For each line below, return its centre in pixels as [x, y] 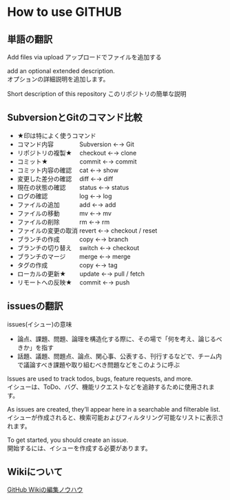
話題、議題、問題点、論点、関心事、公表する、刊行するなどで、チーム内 [119, 356]
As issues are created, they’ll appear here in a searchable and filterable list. [114, 409]
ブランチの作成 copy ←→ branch [73, 239]
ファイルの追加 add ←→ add [66, 204]
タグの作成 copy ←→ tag [67, 265]
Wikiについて [35, 472]
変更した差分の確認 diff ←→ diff [65, 179]
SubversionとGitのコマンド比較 [75, 118]
